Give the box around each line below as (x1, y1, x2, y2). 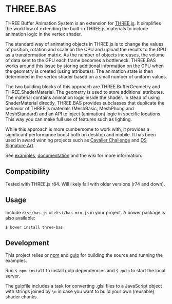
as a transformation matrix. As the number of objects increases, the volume (5, 52, 165, 58)
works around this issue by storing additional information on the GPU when (5, 63, 164, 69)
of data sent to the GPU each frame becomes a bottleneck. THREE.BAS (5, 57, 156, 63)
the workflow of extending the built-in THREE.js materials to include (5, 25, 148, 31)
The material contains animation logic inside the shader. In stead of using (5, 94, 160, 100)
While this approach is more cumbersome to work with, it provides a (5, 126, 150, 132)
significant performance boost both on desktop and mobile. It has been (5, 131, 156, 137)
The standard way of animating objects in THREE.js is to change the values (5, 40, 164, 47)
